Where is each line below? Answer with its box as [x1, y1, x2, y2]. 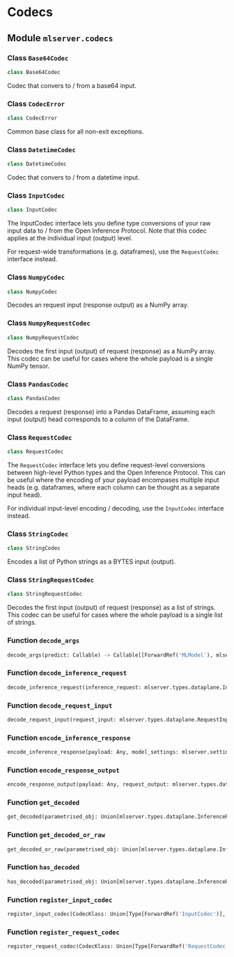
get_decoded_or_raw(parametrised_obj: [7, 846, 120, 853]
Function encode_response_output [7, 765, 120, 775]
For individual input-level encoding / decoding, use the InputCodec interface [7, 504, 224, 512]
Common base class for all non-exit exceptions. [7, 127, 144, 136]
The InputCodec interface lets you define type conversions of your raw [7, 219, 211, 228]
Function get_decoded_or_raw [7, 830, 106, 840]
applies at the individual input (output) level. [7, 234, 133, 242]
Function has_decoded [7, 862, 80, 872]
